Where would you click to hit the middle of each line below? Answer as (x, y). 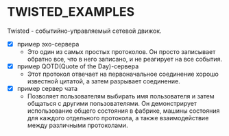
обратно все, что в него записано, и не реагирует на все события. (125, 59)
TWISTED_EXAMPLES (71, 12)
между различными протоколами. (77, 125)
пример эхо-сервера (48, 44)
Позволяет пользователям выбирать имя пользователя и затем (121, 96)
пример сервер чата (47, 89)
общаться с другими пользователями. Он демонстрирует (112, 104)
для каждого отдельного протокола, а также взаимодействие (118, 118)
